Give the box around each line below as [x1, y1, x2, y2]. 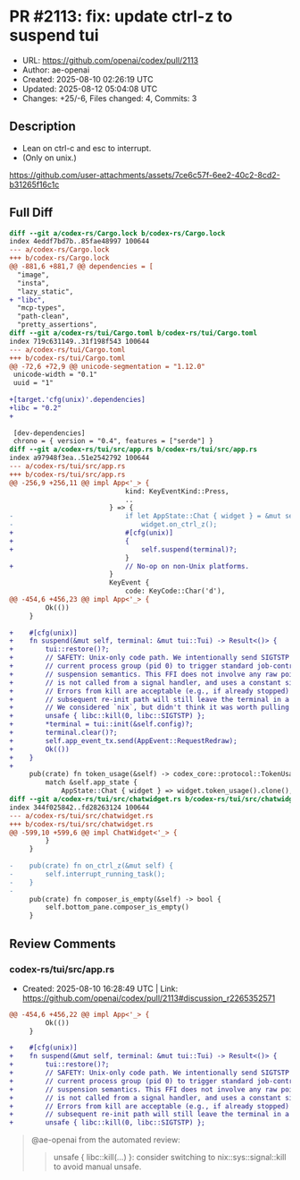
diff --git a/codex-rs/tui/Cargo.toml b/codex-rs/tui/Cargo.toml [9, 329, 257, 338]
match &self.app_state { [45, 778, 138, 787]
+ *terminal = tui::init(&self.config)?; [9, 720, 194, 729]
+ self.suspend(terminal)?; [9, 544, 238, 554]
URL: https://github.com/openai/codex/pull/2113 [21, 55, 199, 65]
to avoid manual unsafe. [53, 1161, 142, 1172]
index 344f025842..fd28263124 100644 [9, 803, 150, 812]
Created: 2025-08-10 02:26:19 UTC [21, 73, 154, 84]
